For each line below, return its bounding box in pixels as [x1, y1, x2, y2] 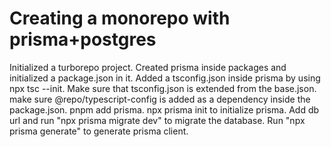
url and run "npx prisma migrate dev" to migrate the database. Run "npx [9, 114, 306, 126]
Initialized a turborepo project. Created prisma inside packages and [9, 61, 287, 73]
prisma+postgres [9, 28, 157, 51]
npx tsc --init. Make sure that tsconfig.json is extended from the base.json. [9, 82, 317, 94]
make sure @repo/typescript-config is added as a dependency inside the [9, 93, 311, 105]
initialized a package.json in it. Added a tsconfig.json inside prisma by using [9, 72, 321, 84]
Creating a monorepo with [9, 7, 231, 30]
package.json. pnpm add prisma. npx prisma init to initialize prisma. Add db [9, 103, 320, 116]
